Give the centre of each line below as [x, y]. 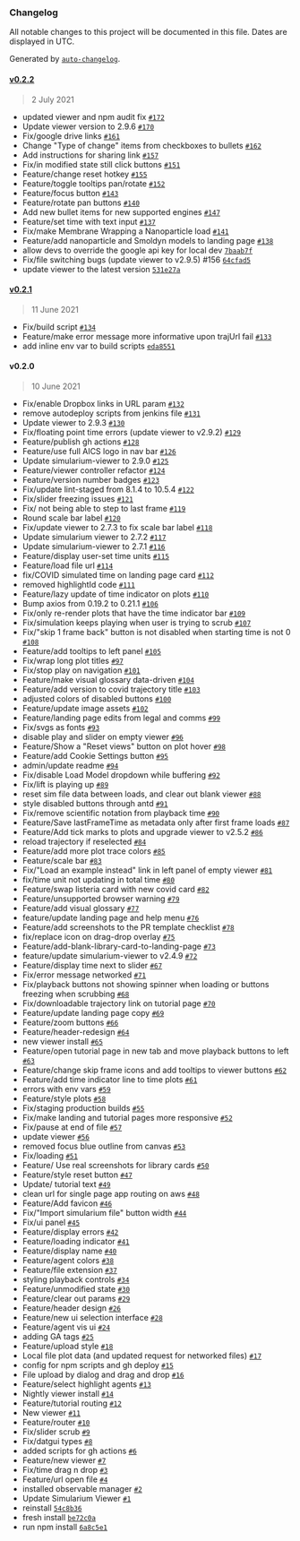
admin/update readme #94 [70, 765]
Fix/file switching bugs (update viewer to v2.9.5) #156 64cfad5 [137, 259]
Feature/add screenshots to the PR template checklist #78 [128, 927]
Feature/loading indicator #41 [76, 1241]
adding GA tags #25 [58, 1336]
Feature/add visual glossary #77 [81, 908]
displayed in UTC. [42, 41]
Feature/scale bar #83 [62, 860]
